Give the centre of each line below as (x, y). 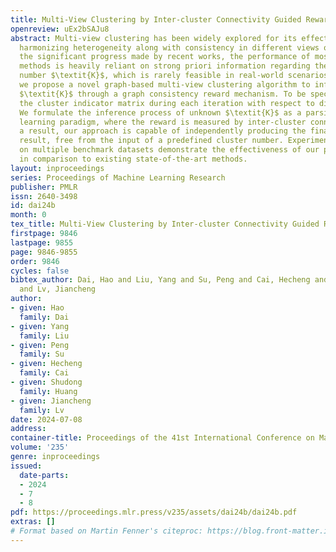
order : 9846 (35, 261)
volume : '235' (40, 447)
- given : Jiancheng (51, 401)
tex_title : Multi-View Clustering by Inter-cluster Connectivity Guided (165, 224)
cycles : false (40, 271)
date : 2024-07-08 (46, 419)
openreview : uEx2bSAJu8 (60, 29)
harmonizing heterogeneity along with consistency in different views (169, 47)
